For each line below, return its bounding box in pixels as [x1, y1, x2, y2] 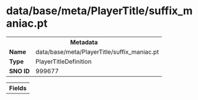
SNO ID [9, 67, 30, 75]
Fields [9, 84, 27, 92]
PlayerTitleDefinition [35, 57, 92, 66]
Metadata [70, 38, 98, 46]
